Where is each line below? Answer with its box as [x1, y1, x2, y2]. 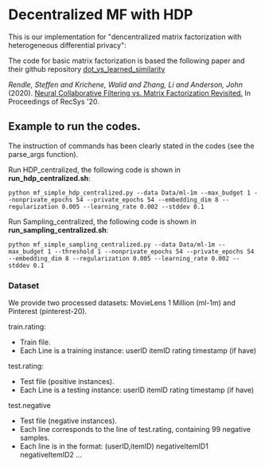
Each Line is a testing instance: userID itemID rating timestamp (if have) [19, 385, 255, 395]
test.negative [8, 401, 52, 410]
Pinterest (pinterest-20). [8, 307, 88, 316]
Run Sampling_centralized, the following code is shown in [8, 217, 197, 226]
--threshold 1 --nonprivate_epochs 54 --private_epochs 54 [54, 247, 255, 256]
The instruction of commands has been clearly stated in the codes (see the [8, 141, 255, 151]
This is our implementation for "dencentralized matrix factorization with [8, 32, 242, 41]
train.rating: [8, 322, 46, 332]
